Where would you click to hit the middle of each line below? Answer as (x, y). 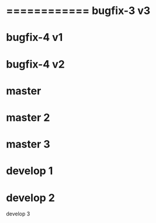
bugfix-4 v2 (36, 64)
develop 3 (18, 214)
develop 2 (31, 198)
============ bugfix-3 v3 (78, 11)
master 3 (28, 144)
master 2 (28, 117)
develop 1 (30, 171)
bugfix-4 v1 (34, 38)
